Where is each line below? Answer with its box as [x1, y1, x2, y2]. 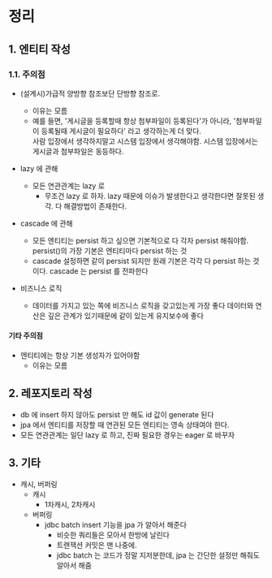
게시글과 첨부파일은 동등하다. [32, 146, 124, 156]
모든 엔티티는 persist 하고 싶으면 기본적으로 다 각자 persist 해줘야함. [32, 235, 249, 245]
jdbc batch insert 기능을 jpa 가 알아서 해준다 [44, 520, 187, 529]
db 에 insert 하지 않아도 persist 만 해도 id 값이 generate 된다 [19, 409, 214, 419]
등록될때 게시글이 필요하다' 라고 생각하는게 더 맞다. [41, 126, 201, 136]
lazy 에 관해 [19, 163, 58, 173]
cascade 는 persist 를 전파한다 [50, 265, 149, 276]
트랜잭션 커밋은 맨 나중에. [56, 540, 137, 550]
